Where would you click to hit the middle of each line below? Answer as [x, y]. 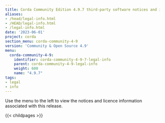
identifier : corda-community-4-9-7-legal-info [62, 60]
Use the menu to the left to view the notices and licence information [74, 101]
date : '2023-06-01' [25, 32]
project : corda [21, 37]
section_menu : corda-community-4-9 [41, 41]
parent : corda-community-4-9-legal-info [56, 64]
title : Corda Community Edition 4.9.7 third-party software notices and [81, 10]
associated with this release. [34, 106]
